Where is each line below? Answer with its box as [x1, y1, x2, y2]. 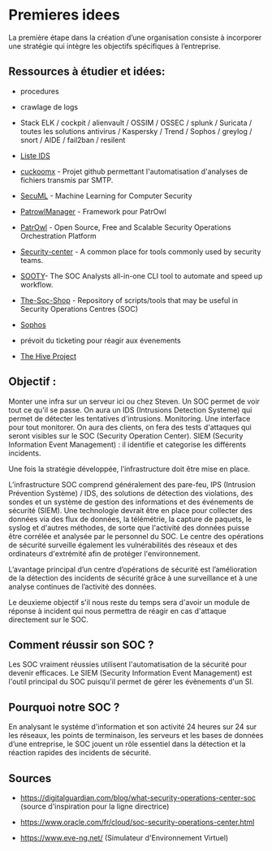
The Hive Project [19, 351, 77, 361]
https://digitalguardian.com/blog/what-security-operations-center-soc [19, 793, 257, 802]
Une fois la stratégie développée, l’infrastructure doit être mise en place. [8, 464, 250, 473]
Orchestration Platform [19, 231, 97, 240]
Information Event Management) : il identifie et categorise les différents [8, 439, 247, 449]
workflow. [19, 279, 54, 289]
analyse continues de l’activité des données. [8, 581, 157, 591]
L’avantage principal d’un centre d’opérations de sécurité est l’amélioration [8, 564, 257, 574]
